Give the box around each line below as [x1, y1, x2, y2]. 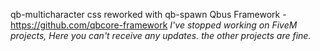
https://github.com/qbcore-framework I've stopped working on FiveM [10, 19, 298, 31]
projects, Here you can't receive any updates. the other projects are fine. [10, 30, 312, 41]
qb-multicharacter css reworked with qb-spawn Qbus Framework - [10, 9, 287, 20]
